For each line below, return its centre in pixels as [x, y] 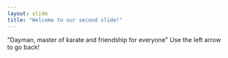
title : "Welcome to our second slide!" [65, 20]
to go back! [23, 47]
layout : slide [28, 13]
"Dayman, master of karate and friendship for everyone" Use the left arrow [114, 39]
